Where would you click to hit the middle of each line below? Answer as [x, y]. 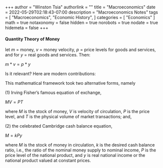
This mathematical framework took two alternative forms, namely [70, 83]
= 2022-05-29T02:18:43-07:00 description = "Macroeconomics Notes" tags [81, 12]
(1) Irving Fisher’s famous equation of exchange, [53, 93]
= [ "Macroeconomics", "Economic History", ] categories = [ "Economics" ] [80, 17]
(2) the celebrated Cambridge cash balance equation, [59, 126]
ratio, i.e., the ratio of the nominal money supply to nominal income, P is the [81, 150]
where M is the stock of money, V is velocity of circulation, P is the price [77, 112]
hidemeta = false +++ [27, 28]
